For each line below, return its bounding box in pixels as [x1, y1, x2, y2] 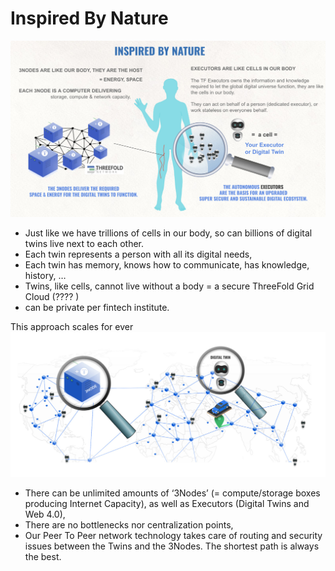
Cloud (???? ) [24, 290, 80, 302]
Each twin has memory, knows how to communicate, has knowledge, [24, 258, 310, 271]
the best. [24, 550, 62, 562]
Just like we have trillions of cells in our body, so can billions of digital [24, 227, 313, 239]
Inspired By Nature [10, 7, 169, 30]
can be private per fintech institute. [24, 301, 170, 313]
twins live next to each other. [24, 237, 145, 249]
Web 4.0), [24, 508, 66, 520]
